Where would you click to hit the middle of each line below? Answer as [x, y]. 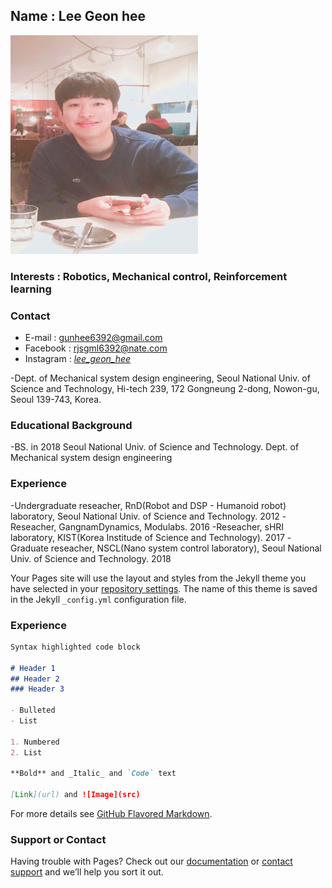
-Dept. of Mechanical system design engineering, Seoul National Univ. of [160, 378]
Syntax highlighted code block [75, 647]
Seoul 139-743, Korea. [56, 400]
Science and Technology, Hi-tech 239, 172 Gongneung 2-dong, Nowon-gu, [165, 389]
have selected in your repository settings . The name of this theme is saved [164, 588]
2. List [26, 752]
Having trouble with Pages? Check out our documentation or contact [151, 861]
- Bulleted [33, 710]
